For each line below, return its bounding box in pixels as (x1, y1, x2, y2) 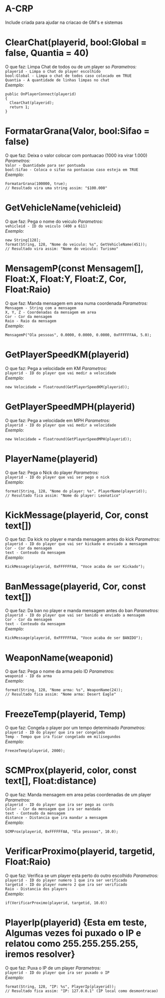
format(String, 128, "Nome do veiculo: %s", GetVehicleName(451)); (5, 242, 148, 247)
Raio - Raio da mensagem (5, 318, 56, 323)
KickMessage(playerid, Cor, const (5, 509, 149, 521)
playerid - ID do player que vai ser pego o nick (5, 475, 110, 480)
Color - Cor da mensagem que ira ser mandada (5, 807, 101, 811)
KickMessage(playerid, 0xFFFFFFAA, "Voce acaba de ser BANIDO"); (5, 635, 143, 640)
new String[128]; (5, 238, 41, 243)
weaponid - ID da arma (5, 674, 52, 679)
